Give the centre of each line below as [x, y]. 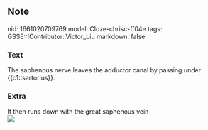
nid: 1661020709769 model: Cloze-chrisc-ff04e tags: [85, 28]
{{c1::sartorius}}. [31, 78]
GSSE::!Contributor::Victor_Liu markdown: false [76, 36]
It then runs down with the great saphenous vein [78, 112]
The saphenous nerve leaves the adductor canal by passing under [104, 70]
